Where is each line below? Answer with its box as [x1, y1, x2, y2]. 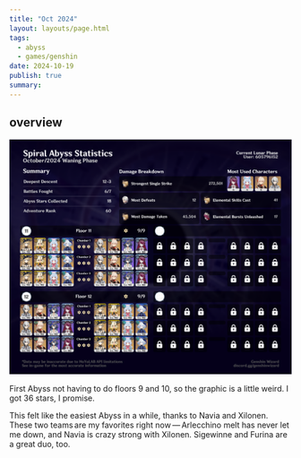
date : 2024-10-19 [9, 62, 74, 71]
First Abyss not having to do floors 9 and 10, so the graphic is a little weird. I [9, 384, 289, 394]
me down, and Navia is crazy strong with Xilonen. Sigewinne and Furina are [9, 429, 288, 440]
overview [9, 115, 63, 130]
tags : [9, 33, 30, 42]
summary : [9, 81, 42, 90]
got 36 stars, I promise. [9, 393, 96, 403]
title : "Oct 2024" [9, 14, 78, 23]
